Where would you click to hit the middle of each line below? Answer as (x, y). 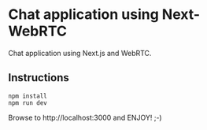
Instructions (39, 78)
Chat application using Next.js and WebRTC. (80, 53)
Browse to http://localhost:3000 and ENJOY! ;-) (85, 117)
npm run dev (28, 103)
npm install (28, 96)
